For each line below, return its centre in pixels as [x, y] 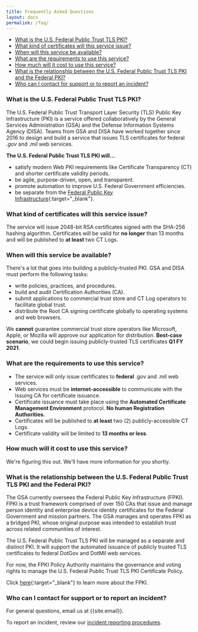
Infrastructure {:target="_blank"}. [55, 198]
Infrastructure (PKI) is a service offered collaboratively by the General [91, 118]
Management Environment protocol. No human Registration [90, 408]
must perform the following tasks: [47, 274]
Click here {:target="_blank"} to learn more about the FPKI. [77, 583]
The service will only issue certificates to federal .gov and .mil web [97, 376]
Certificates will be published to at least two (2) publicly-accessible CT [101, 421]
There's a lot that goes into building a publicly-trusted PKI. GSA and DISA [95, 268]
